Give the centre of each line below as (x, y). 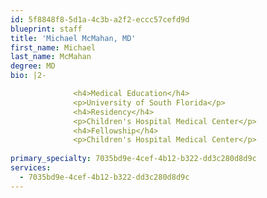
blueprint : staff (46, 29)
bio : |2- (28, 76)
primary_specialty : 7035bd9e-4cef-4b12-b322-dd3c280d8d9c (133, 159)
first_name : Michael (53, 47)
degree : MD (33, 66)
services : (31, 168)
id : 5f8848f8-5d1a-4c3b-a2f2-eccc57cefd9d (100, 19)
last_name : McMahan (51, 57)
